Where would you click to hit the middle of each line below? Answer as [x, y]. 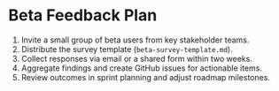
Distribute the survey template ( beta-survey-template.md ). [127, 49]
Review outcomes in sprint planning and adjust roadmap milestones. [146, 77]
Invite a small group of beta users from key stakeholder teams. [135, 40]
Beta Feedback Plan [83, 15]
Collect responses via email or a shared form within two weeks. [137, 58]
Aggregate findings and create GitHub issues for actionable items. [142, 68]
